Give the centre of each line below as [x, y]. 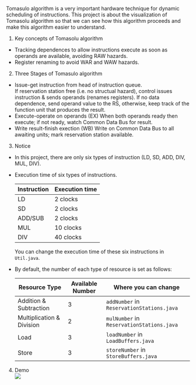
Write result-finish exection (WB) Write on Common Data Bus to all [94, 128]
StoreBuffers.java [132, 356]
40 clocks [68, 237]
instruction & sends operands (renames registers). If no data [87, 97]
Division [28, 325]
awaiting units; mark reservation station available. [74, 135]
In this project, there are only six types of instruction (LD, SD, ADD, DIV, [100, 157]
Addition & [32, 301]
